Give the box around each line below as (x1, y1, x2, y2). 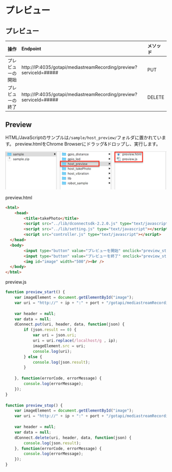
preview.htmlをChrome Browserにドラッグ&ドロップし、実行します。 (15, 141, 161, 147)
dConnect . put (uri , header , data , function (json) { (14, 322, 125, 327)
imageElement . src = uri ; (32, 343, 86, 348)
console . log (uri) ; (32, 349, 72, 354)
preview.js (5, 279, 27, 285)
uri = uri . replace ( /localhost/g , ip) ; (32, 338, 118, 343)
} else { (24, 354, 42, 359)
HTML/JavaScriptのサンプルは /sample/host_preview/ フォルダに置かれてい (5, 134, 162, 141)
